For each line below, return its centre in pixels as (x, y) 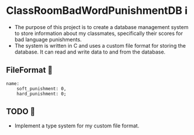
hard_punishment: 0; (41, 94)
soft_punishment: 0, (41, 88)
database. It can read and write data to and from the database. (90, 52)
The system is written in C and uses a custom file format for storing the (100, 45)
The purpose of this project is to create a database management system (101, 27)
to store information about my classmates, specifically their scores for (98, 33)
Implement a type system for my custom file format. (77, 126)
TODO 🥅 (21, 111)
